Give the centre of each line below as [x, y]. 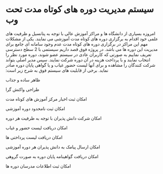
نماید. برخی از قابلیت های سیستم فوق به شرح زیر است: [57, 70]
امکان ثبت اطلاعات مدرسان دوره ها [38, 166]
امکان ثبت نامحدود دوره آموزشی [36, 108]
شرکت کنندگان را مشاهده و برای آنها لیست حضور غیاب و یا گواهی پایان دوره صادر [81, 65]
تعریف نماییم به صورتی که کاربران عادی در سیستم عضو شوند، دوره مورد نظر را [79, 54]
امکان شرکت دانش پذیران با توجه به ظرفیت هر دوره [54, 118]
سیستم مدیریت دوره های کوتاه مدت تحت [80, 9]
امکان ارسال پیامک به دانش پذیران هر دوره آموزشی [53, 147]
